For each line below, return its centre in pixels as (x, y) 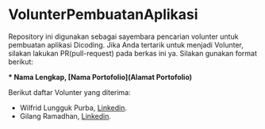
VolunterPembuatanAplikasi (103, 15)
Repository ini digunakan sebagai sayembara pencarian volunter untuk (123, 36)
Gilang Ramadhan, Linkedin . (65, 116)
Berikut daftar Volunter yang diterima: (69, 92)
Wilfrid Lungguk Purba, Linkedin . (73, 108)
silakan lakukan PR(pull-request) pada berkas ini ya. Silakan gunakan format (133, 53)
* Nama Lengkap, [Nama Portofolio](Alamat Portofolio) (100, 77)
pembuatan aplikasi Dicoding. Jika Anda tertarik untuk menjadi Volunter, (126, 44)
